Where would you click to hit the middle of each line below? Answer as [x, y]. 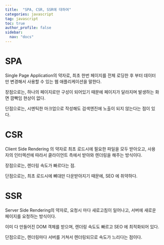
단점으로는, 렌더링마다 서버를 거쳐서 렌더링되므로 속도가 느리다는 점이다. [74, 237]
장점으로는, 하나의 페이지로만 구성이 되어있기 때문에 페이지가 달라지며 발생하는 [80, 92]
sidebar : [14, 32]
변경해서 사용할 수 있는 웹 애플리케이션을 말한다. [56, 81]
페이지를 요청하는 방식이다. [31, 216]
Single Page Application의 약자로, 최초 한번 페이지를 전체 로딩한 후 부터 [74, 75]
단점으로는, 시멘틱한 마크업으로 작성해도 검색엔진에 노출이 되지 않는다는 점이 [78, 108]
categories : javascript [29, 14]
